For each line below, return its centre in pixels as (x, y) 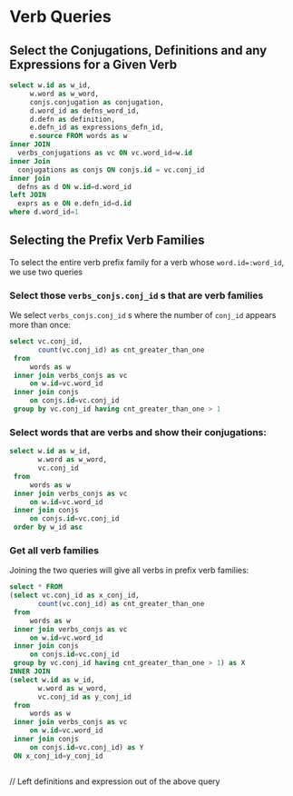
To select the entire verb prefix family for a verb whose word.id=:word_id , (146, 262)
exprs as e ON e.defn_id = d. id (74, 204)
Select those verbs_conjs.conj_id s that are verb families (137, 295)
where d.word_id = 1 (44, 212)
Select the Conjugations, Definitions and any (138, 50)
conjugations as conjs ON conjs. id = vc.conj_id (111, 170)
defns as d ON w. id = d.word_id (74, 187)
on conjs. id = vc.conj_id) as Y (87, 747)
